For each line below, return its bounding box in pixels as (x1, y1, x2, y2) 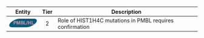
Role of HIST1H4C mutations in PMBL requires (57, 16, 174, 24)
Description (111, 8, 141, 15)
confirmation (57, 23, 90, 30)
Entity (15, 8, 31, 15)
